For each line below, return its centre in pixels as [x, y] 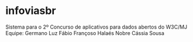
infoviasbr [31, 11]
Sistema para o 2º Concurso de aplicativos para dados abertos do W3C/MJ [96, 27]
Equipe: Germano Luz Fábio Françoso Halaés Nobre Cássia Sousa [85, 33]
